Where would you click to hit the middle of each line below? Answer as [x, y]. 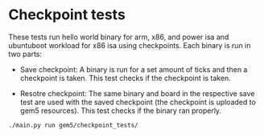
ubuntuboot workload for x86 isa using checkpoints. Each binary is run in [130, 45]
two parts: [25, 54]
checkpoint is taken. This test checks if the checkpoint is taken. [125, 78]
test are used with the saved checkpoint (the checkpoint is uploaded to [138, 102]
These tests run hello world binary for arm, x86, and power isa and [119, 37]
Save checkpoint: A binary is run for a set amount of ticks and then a [134, 69]
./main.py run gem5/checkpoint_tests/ [73, 125]
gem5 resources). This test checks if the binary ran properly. [121, 111]
